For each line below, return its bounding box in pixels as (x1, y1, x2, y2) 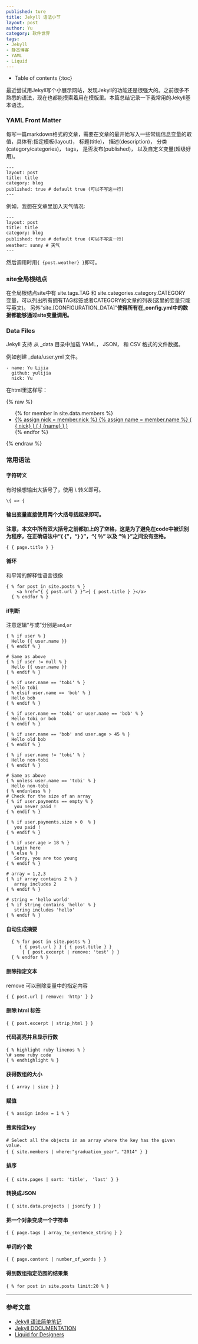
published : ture (6, 8, 46, 15)
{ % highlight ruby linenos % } (6, 1047, 85, 1053)
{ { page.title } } (6, 544, 54, 550)
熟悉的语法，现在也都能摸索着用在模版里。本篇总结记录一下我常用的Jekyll (6, 94, 186, 101)
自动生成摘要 (6, 925, 37, 932)
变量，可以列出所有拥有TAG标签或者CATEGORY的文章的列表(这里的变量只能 (6, 297, 190, 304)
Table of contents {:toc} (14, 74, 72, 82)
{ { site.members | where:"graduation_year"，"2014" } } (6, 1148, 148, 1155)
